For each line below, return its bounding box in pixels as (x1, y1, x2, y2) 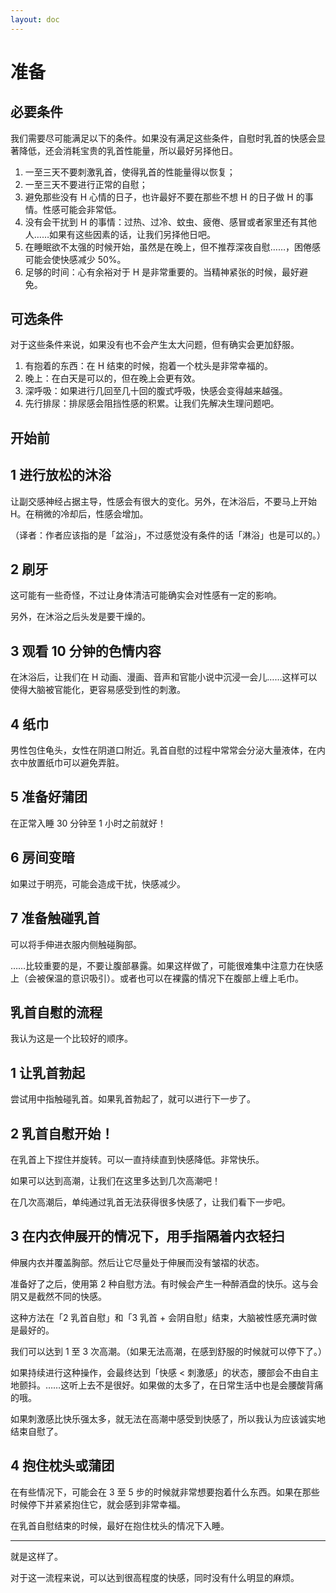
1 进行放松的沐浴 (10, 467, 112, 484)
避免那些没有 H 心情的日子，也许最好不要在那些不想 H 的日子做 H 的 (24, 191, 305, 203)
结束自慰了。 (10, 1425, 63, 1437)
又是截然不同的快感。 (18, 1290, 107, 1302)
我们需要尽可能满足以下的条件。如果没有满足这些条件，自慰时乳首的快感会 (10, 132, 317, 144)
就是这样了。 (10, 1550, 63, 1562)
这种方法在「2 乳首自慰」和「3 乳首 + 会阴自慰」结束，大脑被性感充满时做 (10, 1311, 318, 1323)
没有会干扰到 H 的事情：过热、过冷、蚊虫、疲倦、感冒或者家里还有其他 (24, 216, 318, 228)
